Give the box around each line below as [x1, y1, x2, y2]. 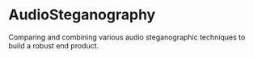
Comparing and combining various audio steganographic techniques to [8, 32, 246, 42]
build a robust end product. [8, 40, 99, 50]
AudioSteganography [8, 6, 156, 24]
